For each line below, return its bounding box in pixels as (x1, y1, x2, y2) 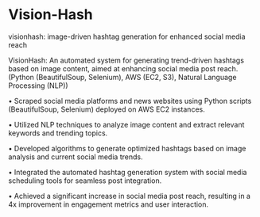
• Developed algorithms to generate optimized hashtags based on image (8, 143, 246, 153)
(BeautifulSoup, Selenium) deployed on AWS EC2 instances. (8, 105, 205, 114)
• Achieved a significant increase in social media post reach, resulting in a (8, 191, 250, 200)
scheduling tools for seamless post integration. (8, 176, 162, 185)
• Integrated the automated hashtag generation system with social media (8, 167, 247, 177)
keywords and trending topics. (8, 128, 108, 138)
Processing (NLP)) (8, 81, 69, 90)
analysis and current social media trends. (8, 152, 143, 162)
